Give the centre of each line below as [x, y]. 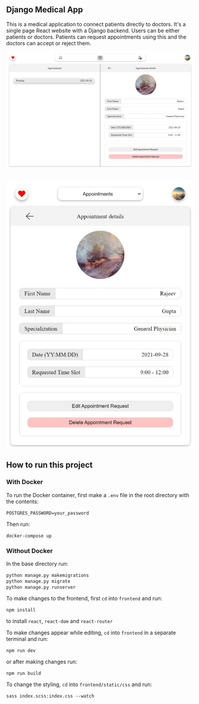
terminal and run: [27, 639]
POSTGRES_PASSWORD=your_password [48, 513]
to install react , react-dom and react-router [60, 621]
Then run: [18, 524]
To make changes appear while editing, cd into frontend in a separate [91, 632]
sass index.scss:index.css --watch [50, 696]
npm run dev [21, 650]
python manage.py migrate [38, 581]
